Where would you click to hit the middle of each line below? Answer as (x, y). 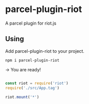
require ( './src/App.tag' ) (32, 88)
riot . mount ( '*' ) (22, 97)
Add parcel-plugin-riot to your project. (45, 51)
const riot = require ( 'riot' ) (37, 83)
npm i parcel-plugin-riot (32, 60)
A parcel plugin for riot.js (31, 23)
